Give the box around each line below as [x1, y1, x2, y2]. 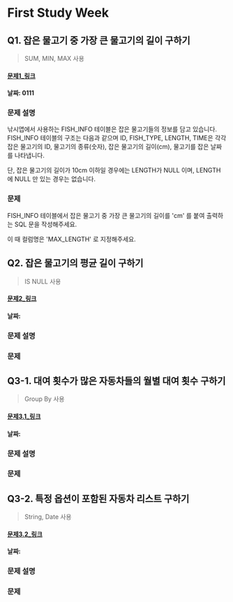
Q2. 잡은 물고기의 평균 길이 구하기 [7, 257, 144, 270]
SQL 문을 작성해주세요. [14, 220, 77, 228]
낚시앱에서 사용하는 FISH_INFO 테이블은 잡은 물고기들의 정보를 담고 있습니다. [7, 125, 218, 133]
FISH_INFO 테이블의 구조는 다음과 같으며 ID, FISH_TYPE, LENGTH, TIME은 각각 [7, 134, 227, 142]
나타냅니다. [14, 152, 45, 160]
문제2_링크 [7, 295, 37, 303]
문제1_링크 [7, 71, 36, 80]
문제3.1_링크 [7, 412, 41, 420]
